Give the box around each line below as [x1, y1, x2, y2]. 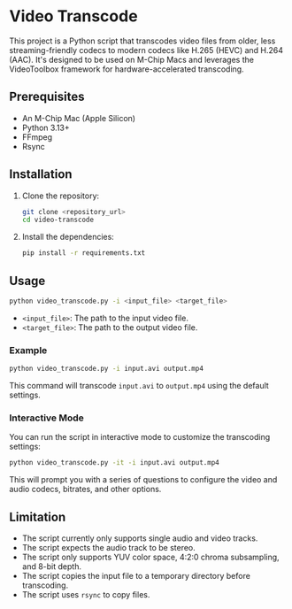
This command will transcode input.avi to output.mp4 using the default [9, 381, 270, 391]
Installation [9, 166, 73, 182]
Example [9, 343, 48, 356]
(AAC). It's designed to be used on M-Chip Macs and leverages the [9, 54, 255, 65]
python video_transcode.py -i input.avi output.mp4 [9, 365, 204, 374]
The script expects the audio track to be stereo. [21, 543, 196, 553]
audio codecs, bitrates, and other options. [9, 484, 162, 495]
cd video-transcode [21, 215, 95, 225]
